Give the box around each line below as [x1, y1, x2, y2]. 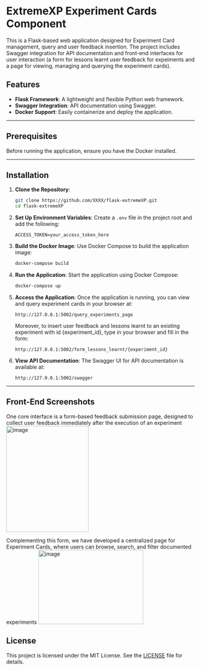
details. [6, 658, 25, 665]
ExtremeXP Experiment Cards [6, 4, 157, 18]
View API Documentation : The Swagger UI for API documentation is [14, 357, 184, 364]
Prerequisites [6, 131, 57, 141]
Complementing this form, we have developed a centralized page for [6, 536, 175, 544]
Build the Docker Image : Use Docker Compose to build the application [14, 243, 189, 250]
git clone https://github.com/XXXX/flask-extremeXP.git [14, 198, 157, 204]
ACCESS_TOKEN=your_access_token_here [14, 232, 109, 238]
